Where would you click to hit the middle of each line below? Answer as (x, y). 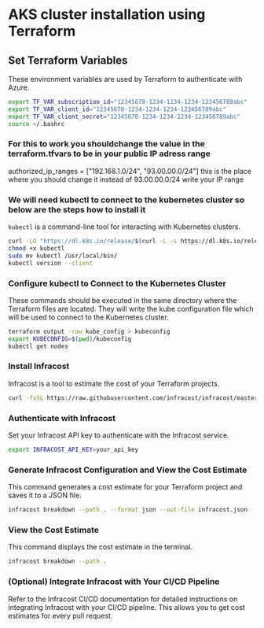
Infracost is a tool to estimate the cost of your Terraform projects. (114, 383)
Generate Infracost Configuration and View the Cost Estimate (128, 470)
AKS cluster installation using (107, 15)
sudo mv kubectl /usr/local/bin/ (63, 256)
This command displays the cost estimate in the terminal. (101, 547)
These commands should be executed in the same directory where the (123, 300)
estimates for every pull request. (60, 615)
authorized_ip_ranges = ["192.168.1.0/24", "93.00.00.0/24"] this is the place (130, 171)
